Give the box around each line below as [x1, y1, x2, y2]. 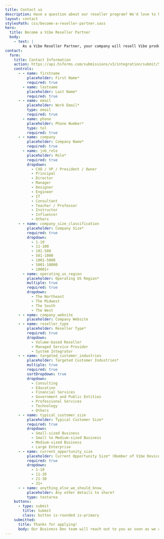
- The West [31, 308, 54, 313]
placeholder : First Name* [26, 75, 80, 80]
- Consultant [31, 198, 58, 203]
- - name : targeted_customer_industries [18, 353, 102, 358]
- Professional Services [31, 399, 82, 404]
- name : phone [22, 116, 51, 122]
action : [14, 62, 29, 67]
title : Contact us [5, 7, 42, 12]
